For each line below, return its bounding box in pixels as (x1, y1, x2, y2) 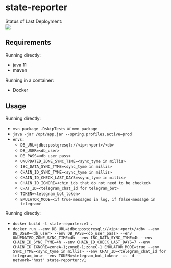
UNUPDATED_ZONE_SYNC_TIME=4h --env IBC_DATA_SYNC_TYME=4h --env (12, 235, 153, 240)
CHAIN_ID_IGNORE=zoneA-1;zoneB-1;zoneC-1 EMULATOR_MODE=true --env (12, 244, 159, 249)
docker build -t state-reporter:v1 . (12, 221, 93, 226)
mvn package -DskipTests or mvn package (12, 125, 98, 131)
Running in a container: (5, 77, 54, 83)
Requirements (5, 38, 51, 47)
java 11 (12, 62, 27, 68)
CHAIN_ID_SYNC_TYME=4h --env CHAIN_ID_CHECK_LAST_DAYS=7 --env (12, 239, 151, 245)
